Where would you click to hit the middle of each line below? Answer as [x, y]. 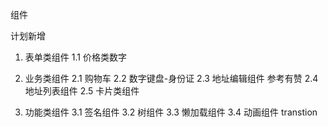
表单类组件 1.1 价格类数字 [75, 57]
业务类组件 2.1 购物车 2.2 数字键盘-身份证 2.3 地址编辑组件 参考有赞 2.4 [171, 78]
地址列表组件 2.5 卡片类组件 [82, 91]
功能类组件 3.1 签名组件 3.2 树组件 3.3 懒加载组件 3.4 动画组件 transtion [171, 112]
